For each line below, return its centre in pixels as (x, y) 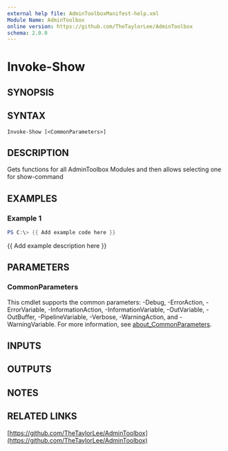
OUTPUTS (29, 369)
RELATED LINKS (42, 416)
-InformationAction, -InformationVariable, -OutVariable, (126, 309)
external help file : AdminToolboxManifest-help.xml (83, 13)
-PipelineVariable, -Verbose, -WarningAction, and (108, 317)
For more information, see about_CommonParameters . (135, 324)
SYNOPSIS (31, 92)
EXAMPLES (32, 199)
